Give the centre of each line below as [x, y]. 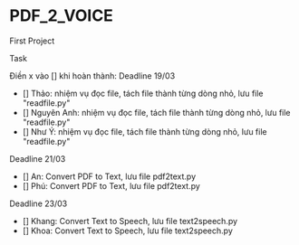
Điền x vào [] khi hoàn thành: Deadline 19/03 [92, 75]
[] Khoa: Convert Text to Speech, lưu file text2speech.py [128, 231]
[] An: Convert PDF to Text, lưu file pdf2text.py [109, 176]
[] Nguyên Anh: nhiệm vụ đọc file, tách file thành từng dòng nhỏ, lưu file [157, 112]
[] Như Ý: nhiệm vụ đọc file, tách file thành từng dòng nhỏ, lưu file [145, 131]
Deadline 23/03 [39, 203]
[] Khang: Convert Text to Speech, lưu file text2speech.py [130, 221]
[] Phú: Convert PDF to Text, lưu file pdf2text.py [111, 185]
